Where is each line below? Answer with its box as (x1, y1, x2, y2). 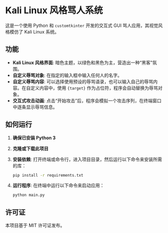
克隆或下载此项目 (12, 145, 49, 151)
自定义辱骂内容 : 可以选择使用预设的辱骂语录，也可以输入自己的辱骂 (12, 78, 153, 84)
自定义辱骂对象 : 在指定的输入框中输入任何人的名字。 (12, 72, 122, 78)
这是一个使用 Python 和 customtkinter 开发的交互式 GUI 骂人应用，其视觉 (5, 22, 158, 28)
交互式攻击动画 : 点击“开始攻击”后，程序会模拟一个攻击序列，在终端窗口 (12, 97, 162, 104)
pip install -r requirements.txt (12, 173, 84, 178)
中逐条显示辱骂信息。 (12, 104, 57, 110)
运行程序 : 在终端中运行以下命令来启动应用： (12, 182, 105, 188)
